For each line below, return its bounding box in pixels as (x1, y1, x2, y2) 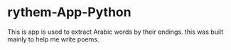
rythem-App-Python (7, 4, 131, 20)
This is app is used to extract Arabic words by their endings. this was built (7, 27, 224, 36)
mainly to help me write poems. (7, 35, 100, 43)
